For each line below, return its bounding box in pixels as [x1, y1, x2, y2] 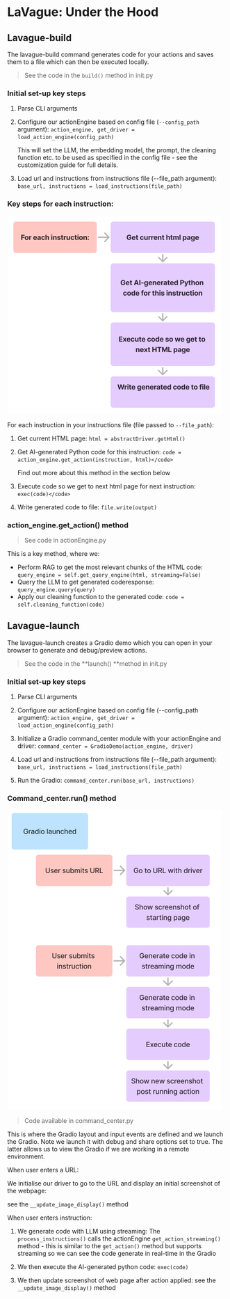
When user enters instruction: [7, 1213, 92, 1222]
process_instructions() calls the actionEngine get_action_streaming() [17, 1234, 221, 1243]
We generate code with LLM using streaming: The [17, 1227, 161, 1236]
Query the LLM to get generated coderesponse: [17, 577, 154, 586]
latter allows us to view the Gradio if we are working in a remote [7, 1145, 190, 1154]
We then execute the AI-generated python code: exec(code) [17, 1263, 189, 1271]
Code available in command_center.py [24, 1117, 134, 1125]
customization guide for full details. [17, 161, 119, 169]
